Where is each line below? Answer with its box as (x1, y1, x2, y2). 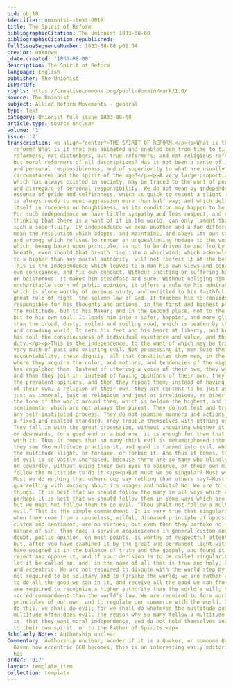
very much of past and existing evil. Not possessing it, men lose (13, 346, 213, 353)
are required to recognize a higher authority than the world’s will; (13, 585, 222, 592)
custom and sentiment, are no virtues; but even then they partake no (13, 521, 222, 528)
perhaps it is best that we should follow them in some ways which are (13, 495, 225, 502)
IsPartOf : (7, 81, 36, 88)
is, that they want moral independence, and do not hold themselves (13, 618, 216, 625)
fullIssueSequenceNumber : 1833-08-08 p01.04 (7, 42, 138, 49)
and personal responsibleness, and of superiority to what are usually (13, 165, 225, 172)
